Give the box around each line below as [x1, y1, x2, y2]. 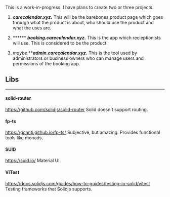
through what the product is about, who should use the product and [12, 20, 154, 25]
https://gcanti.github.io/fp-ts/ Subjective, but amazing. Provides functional [5, 129, 160, 136]
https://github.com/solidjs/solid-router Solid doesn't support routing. [5, 106, 148, 113]
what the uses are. [12, 25, 52, 31]
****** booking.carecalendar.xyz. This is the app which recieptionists [12, 35, 161, 41]
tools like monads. [5, 135, 43, 141]
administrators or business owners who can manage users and [12, 55, 144, 61]
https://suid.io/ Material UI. [5, 157, 61, 164]
